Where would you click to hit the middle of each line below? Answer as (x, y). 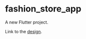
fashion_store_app (43, 9)
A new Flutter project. (27, 22)
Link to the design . (24, 31)
